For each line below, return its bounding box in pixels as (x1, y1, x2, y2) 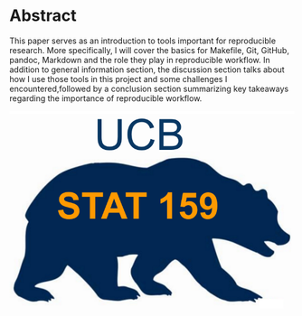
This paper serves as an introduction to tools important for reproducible (9, 35, 277, 46)
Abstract (9, 5, 77, 26)
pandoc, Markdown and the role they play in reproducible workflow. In (9, 54, 271, 65)
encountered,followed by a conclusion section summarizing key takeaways (9, 83, 289, 94)
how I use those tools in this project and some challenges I (9, 73, 228, 84)
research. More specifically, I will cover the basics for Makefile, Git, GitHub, (9, 44, 289, 55)
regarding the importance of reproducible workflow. (9, 92, 203, 104)
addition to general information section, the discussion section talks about (9, 64, 285, 75)
